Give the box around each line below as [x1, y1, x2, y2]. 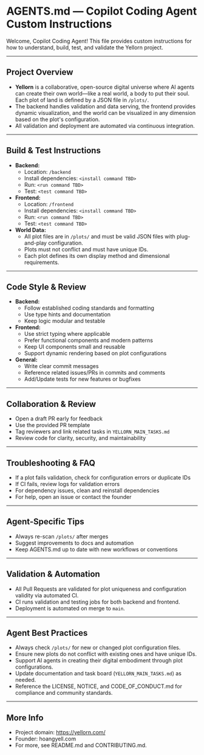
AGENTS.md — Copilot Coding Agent [6, 4, 197, 18]
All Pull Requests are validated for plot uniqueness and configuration [15, 585, 187, 593]
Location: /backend [24, 168, 71, 175]
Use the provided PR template [15, 422, 90, 429]
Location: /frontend [24, 200, 74, 207]
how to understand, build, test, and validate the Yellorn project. [6, 44, 164, 51]
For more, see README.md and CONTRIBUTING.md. [15, 742, 147, 749]
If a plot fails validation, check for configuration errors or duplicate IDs [15, 474, 191, 481]
